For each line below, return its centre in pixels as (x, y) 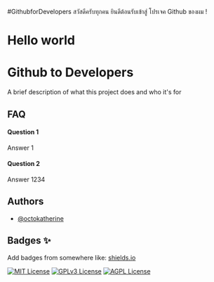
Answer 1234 (26, 179)
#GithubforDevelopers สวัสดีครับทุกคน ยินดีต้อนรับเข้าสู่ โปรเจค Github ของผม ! (107, 12)
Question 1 (23, 132)
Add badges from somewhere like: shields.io (72, 257)
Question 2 (24, 164)
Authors (26, 201)
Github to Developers (71, 73)
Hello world (41, 40)
